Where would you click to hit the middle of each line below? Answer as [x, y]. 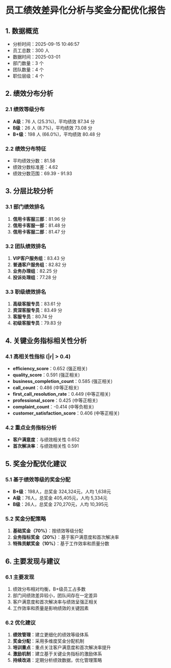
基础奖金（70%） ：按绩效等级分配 [48, 531]
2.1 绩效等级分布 [25, 109]
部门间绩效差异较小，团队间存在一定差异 [55, 595]
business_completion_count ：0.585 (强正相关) [63, 381]
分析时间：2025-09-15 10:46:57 [46, 44]
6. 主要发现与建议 [33, 561]
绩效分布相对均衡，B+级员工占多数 [49, 589]
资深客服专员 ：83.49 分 [37, 310]
